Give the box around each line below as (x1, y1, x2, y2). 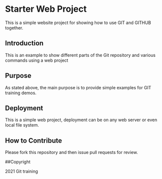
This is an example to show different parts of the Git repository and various (5, 52, 156, 58)
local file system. (5, 122, 39, 128)
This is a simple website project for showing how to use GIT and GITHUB (5, 20, 151, 26)
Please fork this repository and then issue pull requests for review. (5, 150, 138, 155)
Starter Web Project (5, 3, 87, 15)
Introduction (5, 39, 44, 48)
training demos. (5, 90, 37, 96)
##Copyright (5, 159, 31, 165)
